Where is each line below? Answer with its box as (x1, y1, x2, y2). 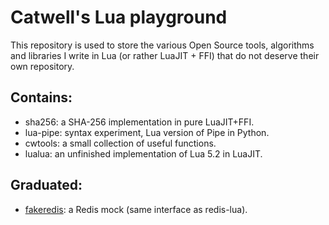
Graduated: (10, 177, 83, 194)
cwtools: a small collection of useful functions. (24, 137, 217, 149)
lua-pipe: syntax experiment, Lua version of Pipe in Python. (24, 126, 270, 138)
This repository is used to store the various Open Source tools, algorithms (10, 39, 315, 51)
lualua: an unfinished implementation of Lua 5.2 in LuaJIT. (24, 147, 263, 160)
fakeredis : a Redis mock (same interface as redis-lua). (24, 203, 248, 215)
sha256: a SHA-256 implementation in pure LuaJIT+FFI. (24, 116, 255, 128)
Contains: (10, 89, 73, 106)
